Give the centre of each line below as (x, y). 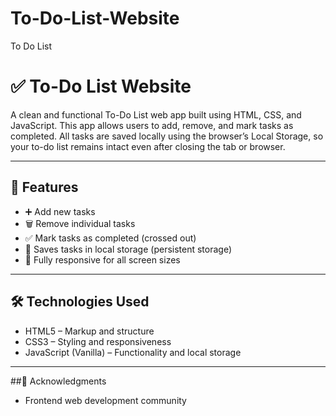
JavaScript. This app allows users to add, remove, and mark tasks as (152, 125)
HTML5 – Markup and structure (89, 331)
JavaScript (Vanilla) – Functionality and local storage (133, 352)
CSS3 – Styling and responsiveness (98, 341)
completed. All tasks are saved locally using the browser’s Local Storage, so (167, 136)
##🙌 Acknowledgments (58, 381)
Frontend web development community (105, 400)
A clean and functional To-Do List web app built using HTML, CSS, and (156, 114)
